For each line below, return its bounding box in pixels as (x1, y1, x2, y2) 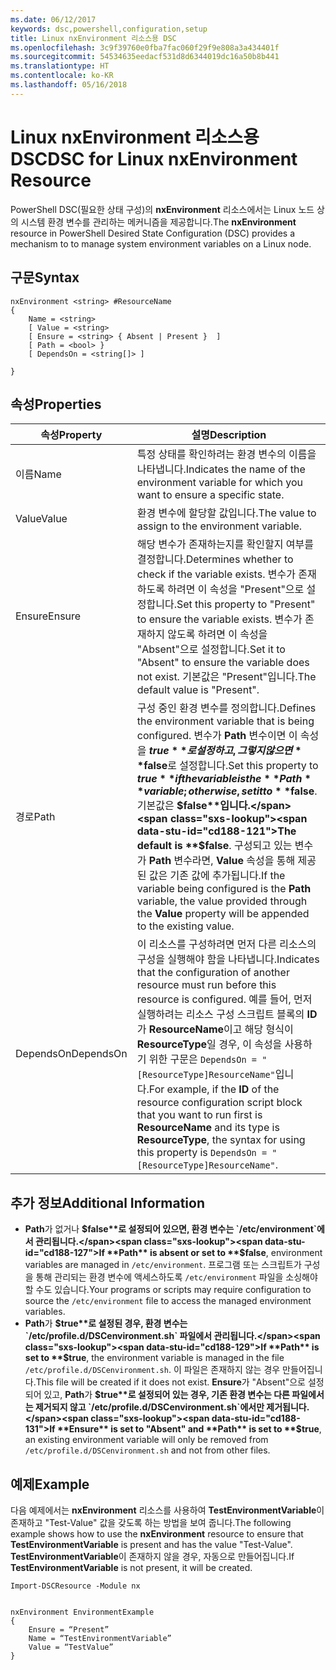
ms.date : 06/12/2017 (10, 14, 97, 25)
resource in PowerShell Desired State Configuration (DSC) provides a (10, 227, 295, 239)
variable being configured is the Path (136, 882, 312, 896)
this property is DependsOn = (136, 1146, 268, 1160)
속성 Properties (10, 396, 102, 413)
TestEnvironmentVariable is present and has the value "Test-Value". (10, 1538, 293, 1550)
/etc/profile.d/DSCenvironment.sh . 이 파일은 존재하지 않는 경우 (24, 1364, 281, 1376)
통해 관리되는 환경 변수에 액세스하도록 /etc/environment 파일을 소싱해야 (35, 1271, 318, 1283)
